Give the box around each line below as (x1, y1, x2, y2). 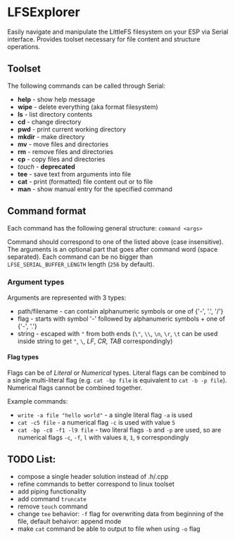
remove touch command (17, 502, 88, 510)
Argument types (7, 277, 65, 287)
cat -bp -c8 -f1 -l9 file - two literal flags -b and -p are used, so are (17, 426, 222, 435)
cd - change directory (17, 117, 82, 126)
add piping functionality (17, 487, 87, 496)
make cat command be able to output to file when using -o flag (17, 525, 201, 533)
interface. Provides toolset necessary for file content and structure (7, 34, 201, 43)
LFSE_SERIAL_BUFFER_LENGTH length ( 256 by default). (7, 259, 155, 268)
